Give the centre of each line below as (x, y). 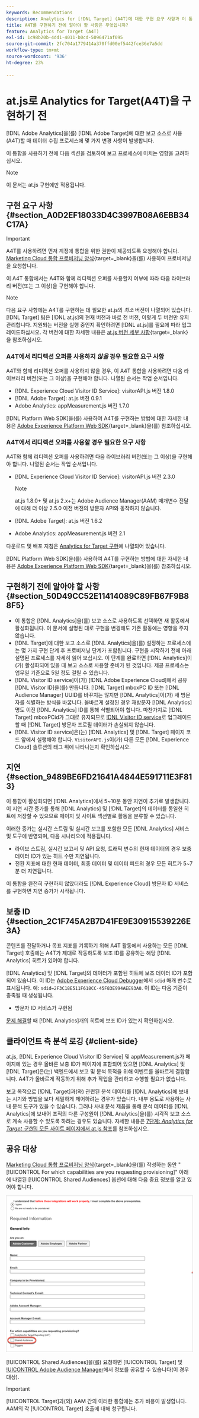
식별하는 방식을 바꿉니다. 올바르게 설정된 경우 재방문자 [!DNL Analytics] (109, 702)
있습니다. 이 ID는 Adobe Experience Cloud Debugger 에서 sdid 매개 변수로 (105, 981)
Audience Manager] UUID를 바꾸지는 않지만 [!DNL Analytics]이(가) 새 (97, 694)
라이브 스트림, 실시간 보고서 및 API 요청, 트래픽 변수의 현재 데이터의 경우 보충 (103, 849)
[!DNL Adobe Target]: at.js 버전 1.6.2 (58, 520)
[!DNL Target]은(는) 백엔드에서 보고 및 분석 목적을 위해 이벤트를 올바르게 (90, 1072)
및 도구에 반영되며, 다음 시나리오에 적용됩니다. (59, 836)
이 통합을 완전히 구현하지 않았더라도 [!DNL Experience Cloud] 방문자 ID (89, 884)
